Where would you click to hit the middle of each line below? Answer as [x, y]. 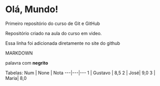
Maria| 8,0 [16, 78]
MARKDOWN [19, 53]
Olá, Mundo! [32, 9]
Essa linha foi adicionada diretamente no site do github [63, 43]
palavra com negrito [27, 63]
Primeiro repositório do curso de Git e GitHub [53, 23]
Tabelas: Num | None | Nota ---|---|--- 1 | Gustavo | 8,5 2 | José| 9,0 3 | [80, 73]
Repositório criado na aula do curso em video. [54, 33]
